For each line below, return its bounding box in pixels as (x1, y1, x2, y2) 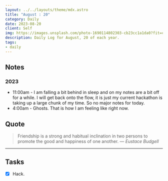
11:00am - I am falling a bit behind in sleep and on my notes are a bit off (12, 89, 159, 95)
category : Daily (5, 16, 39, 21)
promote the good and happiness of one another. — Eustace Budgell (17, 138, 159, 144)
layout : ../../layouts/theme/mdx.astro (5, 7, 88, 12)
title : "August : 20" (5, 12, 50, 17)
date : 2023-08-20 (5, 21, 41, 26)
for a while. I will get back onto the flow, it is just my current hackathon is (12, 94, 162, 100)
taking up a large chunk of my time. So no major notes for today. (12, 100, 145, 106)
